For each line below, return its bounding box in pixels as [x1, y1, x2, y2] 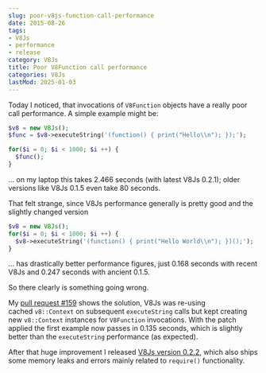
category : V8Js [8, 56, 59, 64]
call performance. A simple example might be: [8, 108, 159, 118]
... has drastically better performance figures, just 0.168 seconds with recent [8, 259, 258, 269]
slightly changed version [8, 207, 89, 216]
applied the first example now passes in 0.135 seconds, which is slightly [8, 324, 244, 333]
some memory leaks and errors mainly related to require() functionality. [8, 356, 245, 366]
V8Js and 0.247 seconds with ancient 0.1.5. [8, 267, 151, 277]
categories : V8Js [8, 71, 66, 79]
